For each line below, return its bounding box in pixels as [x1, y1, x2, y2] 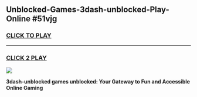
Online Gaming [6, 84, 43, 91]
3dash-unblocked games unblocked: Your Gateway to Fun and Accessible [6, 78, 191, 85]
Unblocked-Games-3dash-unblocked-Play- [6, 5, 169, 15]
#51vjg [32, 14, 57, 24]
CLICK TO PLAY [6, 32, 52, 40]
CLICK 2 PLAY [6, 53, 47, 62]
